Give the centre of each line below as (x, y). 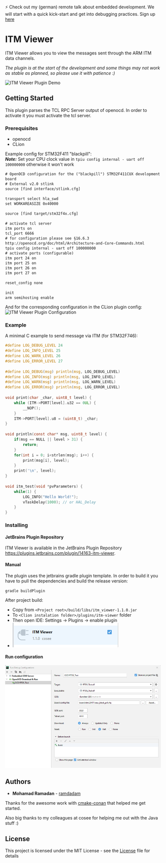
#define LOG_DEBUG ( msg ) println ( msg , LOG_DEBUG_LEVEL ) (63, 372)
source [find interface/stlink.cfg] (43, 189)
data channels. (20, 58)
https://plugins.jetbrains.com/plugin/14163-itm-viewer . (61, 553)
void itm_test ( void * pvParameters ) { (44, 486)
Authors (18, 782)
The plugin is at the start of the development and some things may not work (83, 68)
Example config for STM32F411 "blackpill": (48, 154)
